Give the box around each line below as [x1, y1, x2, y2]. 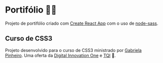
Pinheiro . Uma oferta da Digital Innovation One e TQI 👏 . [5, 52, 116, 58]
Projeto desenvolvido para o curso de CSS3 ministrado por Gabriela [5, 47, 142, 53]
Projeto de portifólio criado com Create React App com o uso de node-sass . [5, 20, 158, 26]
